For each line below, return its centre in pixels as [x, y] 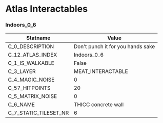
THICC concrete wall [99, 105]
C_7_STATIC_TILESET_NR [38, 113]
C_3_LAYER [22, 71]
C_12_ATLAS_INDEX [33, 55]
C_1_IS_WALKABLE [31, 63]
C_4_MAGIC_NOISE [31, 80]
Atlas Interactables [47, 9]
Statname [38, 38]
